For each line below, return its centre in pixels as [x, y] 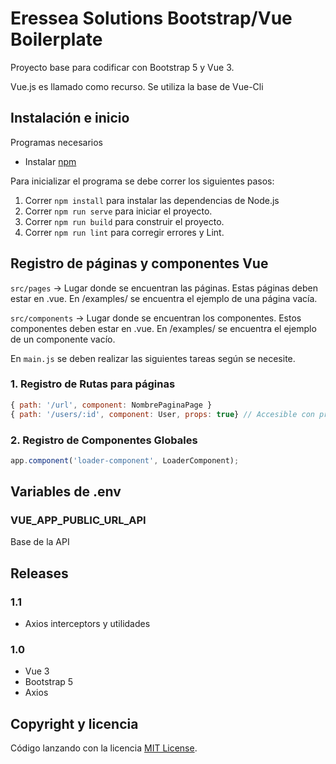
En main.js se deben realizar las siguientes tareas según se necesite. [153, 358]
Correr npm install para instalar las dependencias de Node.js [152, 200]
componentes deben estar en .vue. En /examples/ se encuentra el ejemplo [163, 328]
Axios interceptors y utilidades [87, 624]
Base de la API [40, 542]
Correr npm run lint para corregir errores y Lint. [124, 232]
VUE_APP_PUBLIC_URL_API [78, 520]
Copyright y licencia [74, 723]
